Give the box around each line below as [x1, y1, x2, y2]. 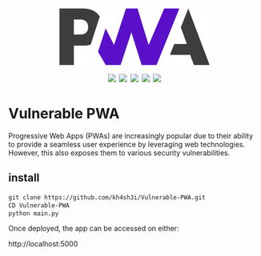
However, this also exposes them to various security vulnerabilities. [8, 148, 231, 158]
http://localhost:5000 [8, 238, 78, 248]
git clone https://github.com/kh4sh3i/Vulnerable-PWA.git [8, 193, 206, 202]
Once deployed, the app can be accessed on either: [8, 223, 179, 233]
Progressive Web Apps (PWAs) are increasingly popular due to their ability [8, 130, 254, 140]
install [8, 171, 40, 185]
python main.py [8, 209, 59, 218]
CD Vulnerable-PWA [8, 201, 70, 210]
